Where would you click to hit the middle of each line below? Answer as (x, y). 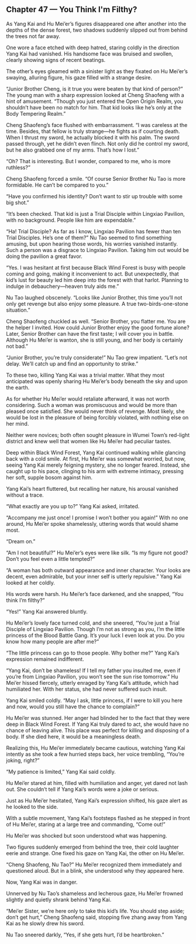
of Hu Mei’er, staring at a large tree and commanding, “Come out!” (86, 824)
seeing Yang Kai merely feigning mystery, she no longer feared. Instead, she (98, 465)
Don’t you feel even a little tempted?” (51, 559)
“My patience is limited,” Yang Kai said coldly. (61, 771)
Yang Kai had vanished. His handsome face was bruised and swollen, (90, 54)
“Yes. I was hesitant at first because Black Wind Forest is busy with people (96, 267)
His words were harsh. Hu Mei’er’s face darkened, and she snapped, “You (95, 594)
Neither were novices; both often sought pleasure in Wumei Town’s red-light (98, 435)
